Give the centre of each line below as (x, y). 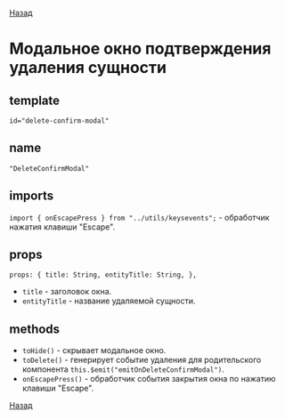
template (35, 100)
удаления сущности (88, 68)
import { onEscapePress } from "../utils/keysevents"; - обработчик (139, 217)
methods (35, 329)
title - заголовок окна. (67, 292)
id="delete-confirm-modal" (59, 121)
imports (32, 196)
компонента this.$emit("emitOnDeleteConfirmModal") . (123, 369)
